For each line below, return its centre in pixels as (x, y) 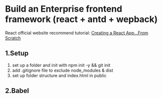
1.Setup (17, 53)
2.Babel (17, 91)
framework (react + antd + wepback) (81, 19)
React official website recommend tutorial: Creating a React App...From (77, 33)
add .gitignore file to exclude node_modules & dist (63, 70)
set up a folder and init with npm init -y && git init (61, 65)
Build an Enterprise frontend (64, 9)
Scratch (13, 38)
